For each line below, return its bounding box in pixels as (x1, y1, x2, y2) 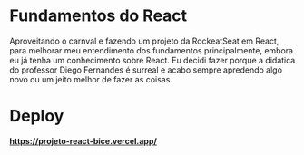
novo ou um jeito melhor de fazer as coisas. (9, 73, 172, 84)
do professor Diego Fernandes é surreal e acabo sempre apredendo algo (9, 64, 283, 75)
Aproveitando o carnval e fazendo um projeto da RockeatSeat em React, (9, 35, 279, 46)
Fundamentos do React (9, 5, 188, 26)
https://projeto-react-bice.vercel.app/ (9, 135, 157, 146)
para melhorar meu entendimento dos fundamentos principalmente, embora (9, 44, 293, 55)
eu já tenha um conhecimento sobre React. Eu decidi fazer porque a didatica (9, 54, 296, 65)
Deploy (9, 106, 64, 127)
